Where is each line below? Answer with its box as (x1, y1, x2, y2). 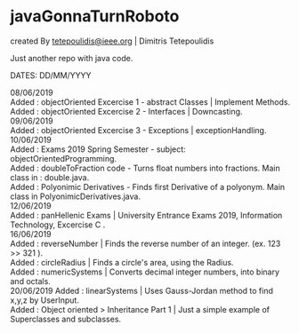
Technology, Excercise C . (10, 219, 106, 230)
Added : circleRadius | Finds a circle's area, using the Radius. (10, 257, 234, 267)
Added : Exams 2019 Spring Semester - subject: (10, 144, 186, 155)
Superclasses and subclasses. (10, 313, 122, 324)
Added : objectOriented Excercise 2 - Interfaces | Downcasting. (10, 106, 243, 116)
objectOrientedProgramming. (10, 153, 117, 163)
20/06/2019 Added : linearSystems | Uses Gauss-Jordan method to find (10, 285, 274, 296)
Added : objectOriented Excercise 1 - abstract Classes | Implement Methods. (10, 96, 291, 107)
